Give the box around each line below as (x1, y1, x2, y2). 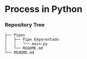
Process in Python (5, 3, 82, 15)
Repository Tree (5, 21, 45, 28)
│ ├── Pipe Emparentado (5, 37, 59, 42)
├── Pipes (5, 32, 26, 38)
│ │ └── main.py (5, 41, 48, 46)
